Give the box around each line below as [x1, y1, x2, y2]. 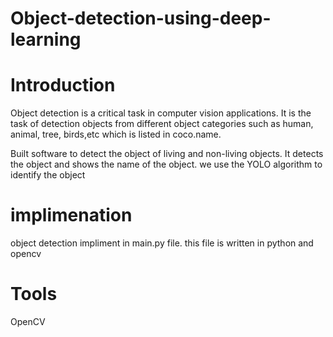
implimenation [10, 204, 133, 227]
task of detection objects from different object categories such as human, [10, 118, 314, 130]
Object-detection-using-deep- [10, 7, 272, 30]
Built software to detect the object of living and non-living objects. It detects [10, 148, 324, 160]
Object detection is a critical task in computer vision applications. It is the [10, 107, 312, 119]
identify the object [10, 169, 86, 181]
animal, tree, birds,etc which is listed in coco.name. [10, 128, 222, 141]
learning [10, 28, 82, 51]
